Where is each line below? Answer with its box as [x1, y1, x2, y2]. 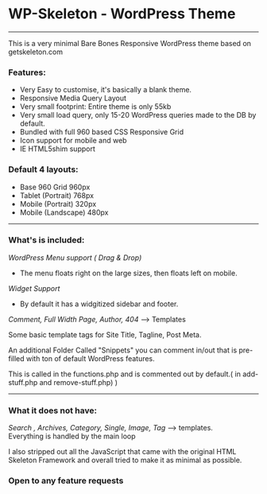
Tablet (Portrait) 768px [19, 190, 94, 200]
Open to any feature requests [8, 475, 124, 486]
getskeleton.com [8, 47, 64, 56]
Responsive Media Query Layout [19, 93, 127, 103]
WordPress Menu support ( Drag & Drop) [8, 252, 142, 263]
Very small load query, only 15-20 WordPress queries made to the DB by [19, 111, 257, 120]
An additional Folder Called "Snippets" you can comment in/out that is [8, 345, 238, 355]
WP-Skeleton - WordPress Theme [8, 5, 236, 23]
